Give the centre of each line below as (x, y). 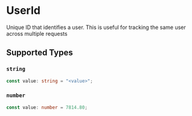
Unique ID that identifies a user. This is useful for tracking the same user (96, 27)
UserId (24, 11)
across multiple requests (37, 33)
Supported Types (40, 53)
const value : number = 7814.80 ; (47, 107)
